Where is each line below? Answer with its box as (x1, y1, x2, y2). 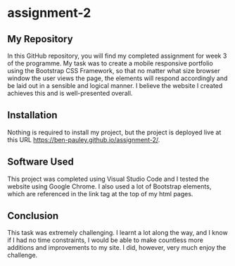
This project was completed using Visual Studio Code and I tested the (7, 175, 210, 183)
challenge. (7, 251, 38, 260)
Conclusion (7, 210, 59, 222)
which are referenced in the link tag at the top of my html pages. (7, 189, 193, 198)
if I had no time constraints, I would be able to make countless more (7, 236, 204, 244)
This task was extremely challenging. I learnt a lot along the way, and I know (7, 229, 228, 237)
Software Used (7, 156, 74, 168)
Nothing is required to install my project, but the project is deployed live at (7, 128, 222, 137)
